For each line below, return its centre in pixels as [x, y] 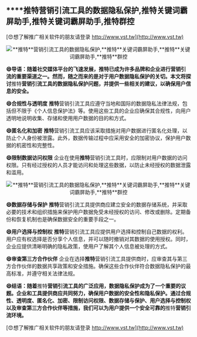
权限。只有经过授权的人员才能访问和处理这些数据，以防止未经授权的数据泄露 [98, 165]
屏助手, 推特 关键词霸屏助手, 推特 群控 [70, 21]
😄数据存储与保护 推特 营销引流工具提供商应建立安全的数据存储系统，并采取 [97, 205]
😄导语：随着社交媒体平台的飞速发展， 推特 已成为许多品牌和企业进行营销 [94, 69]
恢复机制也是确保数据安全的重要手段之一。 [67, 219]
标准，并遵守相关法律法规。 [44, 273]
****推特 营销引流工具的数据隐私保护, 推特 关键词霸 [97, 11]
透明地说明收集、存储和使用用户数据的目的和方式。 [68, 118]
